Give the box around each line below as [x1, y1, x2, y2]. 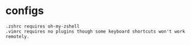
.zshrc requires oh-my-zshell [5, 23, 80, 29]
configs [5, 4, 44, 18]
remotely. [5, 33, 30, 39]
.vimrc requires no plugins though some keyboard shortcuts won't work [5, 28, 185, 34]
